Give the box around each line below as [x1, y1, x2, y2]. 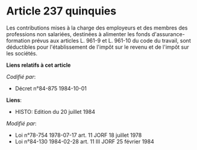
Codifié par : [6, 73, 36, 80]
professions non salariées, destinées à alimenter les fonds [6, 30, 151, 37]
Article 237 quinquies [6, 4, 116, 18]
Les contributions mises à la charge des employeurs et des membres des [6, 24, 188, 31]
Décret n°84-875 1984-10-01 [14, 84, 87, 92]
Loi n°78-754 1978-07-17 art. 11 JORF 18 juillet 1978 [14, 131, 142, 139]
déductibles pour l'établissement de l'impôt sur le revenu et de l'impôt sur [6, 43, 189, 51]
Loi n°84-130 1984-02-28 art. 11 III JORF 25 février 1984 [14, 137, 155, 145]
